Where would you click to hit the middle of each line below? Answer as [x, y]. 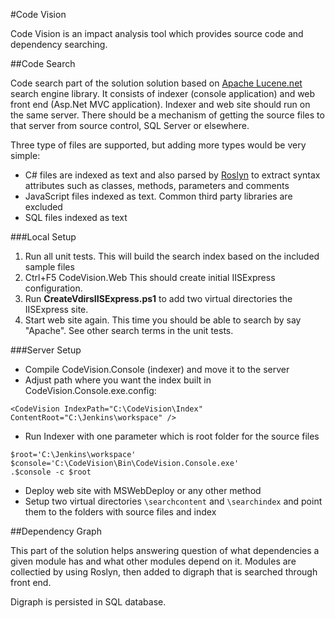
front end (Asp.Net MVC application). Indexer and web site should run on [160, 104]
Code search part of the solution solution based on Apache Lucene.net [156, 83]
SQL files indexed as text [76, 217]
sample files [49, 267]
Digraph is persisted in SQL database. [88, 602]
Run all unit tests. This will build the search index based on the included [172, 256]
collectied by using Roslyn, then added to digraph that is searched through [164, 572]
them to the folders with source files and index [120, 512]
